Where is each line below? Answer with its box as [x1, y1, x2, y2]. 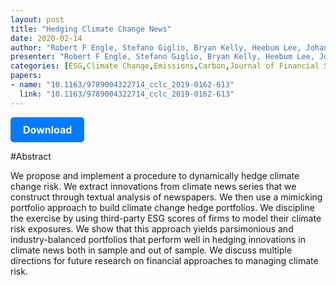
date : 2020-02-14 [10, 33, 83, 43]
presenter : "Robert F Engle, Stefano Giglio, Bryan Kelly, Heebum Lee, [10, 52, 315, 62]
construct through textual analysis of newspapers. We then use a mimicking [10, 191, 323, 203]
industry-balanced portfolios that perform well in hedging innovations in [10, 233, 306, 245]
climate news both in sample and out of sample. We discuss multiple [10, 244, 293, 256]
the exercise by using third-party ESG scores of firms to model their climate [10, 212, 322, 224]
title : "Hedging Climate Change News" [10, 24, 172, 34]
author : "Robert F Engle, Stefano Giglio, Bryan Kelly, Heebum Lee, [10, 42, 302, 53]
